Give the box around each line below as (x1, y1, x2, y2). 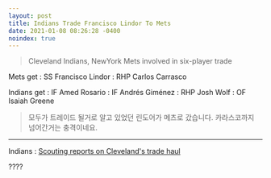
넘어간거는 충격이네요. (27, 122, 98, 133)
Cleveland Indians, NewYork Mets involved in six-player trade (27, 56, 232, 66)
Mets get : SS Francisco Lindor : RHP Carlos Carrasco (8, 72, 187, 81)
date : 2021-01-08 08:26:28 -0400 (8, 27, 121, 35)
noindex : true (8, 34, 56, 43)
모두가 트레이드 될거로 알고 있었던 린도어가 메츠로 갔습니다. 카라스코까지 (27, 113, 255, 122)
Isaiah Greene (8, 96, 55, 106)
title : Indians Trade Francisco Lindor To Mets (8, 19, 172, 27)
